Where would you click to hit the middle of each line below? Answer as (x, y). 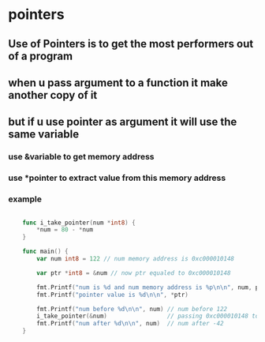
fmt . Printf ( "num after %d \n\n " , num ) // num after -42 (130, 324)
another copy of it (53, 95)
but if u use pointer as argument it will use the (123, 122)
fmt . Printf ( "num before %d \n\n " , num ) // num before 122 (132, 309)
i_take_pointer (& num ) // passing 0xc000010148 (142, 316)
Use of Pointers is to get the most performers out (131, 44)
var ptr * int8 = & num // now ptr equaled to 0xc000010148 (134, 273)
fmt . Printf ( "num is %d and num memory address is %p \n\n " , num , (144, 287)
